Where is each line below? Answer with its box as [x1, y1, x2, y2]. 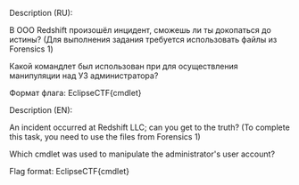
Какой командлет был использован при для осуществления [9, 61, 238, 71]
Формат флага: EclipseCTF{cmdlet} [9, 88, 142, 98]
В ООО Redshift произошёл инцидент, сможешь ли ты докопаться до [9, 25, 272, 35]
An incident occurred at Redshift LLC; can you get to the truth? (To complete [9, 122, 290, 133]
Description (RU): [9, 8, 73, 18]
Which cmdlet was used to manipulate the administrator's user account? [9, 149, 275, 159]
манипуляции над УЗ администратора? [9, 70, 159, 81]
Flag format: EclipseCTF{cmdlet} [9, 166, 129, 176]
